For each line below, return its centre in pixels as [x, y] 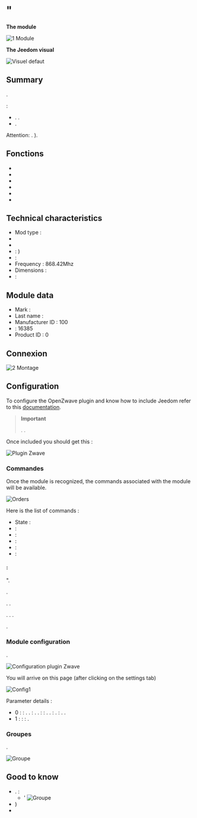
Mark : [23, 310]
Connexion [27, 353]
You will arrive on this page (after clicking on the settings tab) [81, 678]
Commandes [25, 468]
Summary [25, 80]
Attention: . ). [22, 135]
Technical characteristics [54, 218]
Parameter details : [29, 700]
